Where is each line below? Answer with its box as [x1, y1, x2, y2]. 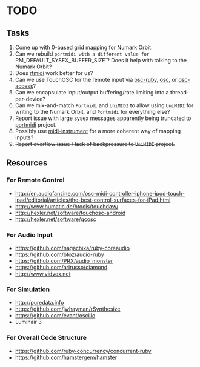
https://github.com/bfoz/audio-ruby [15, 251, 104, 258]
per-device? [15, 95, 45, 102]
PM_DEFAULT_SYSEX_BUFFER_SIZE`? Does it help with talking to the [15, 57, 187, 64]
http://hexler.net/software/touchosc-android [15, 209, 126, 216]
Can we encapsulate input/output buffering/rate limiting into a [15, 89, 169, 96]
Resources [6, 158, 48, 168]
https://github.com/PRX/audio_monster [15, 257, 113, 264]
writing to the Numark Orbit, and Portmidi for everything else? [15, 108, 171, 115]
